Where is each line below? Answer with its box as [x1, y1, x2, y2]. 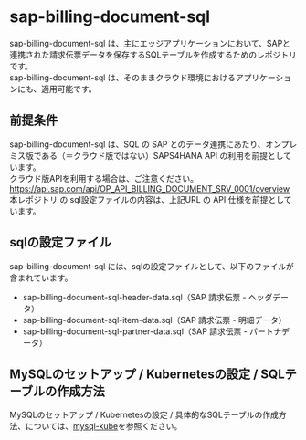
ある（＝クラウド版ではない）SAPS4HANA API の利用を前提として [40, 150, 292, 161]
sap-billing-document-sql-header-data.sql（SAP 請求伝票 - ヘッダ [22, 291, 273, 302]
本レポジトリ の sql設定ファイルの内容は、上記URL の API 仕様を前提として [9, 194, 292, 204]
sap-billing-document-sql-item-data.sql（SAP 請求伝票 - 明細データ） [22, 314, 287, 325]
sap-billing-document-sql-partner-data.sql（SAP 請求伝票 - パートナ [22, 326, 282, 337]
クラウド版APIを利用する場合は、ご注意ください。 [9, 173, 199, 183]
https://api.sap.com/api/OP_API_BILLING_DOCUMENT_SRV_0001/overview [9, 183, 290, 194]
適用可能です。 [40, 83, 98, 94]
